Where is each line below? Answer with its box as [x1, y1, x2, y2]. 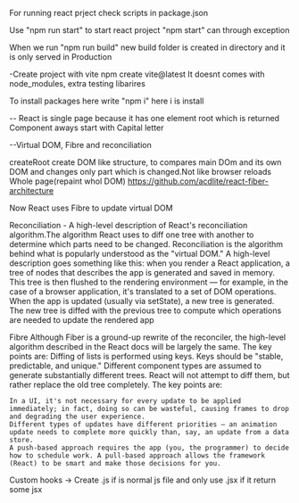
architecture [9, 186, 54, 195]
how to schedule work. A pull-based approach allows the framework [9, 451, 266, 460]
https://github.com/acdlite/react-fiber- [128, 176, 270, 186]
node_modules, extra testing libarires [9, 78, 145, 88]
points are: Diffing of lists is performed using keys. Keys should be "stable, [9, 351, 284, 361]
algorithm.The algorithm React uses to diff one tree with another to [9, 229, 254, 240]
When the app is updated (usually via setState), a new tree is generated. [9, 296, 275, 306]
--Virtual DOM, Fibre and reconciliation [9, 140, 152, 150]
